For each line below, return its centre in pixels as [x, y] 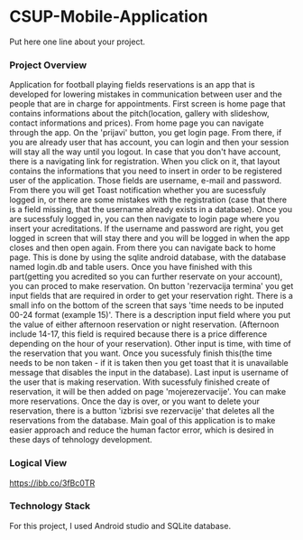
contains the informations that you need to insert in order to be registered [146, 171]
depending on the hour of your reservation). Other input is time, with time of [150, 344]
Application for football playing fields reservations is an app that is [132, 85]
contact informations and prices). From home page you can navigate [137, 123]
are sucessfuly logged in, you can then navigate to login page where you [144, 219]
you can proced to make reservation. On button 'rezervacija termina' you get [151, 286]
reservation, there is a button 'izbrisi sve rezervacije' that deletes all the [142, 411]
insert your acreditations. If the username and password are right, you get [147, 228]
